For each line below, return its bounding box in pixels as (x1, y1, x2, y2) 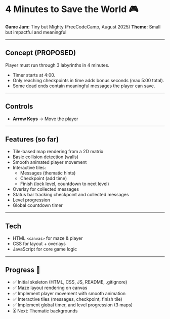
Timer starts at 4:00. (12, 72, 56, 78)
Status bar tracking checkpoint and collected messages (12, 192, 129, 198)
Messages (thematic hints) (20, 170, 76, 176)
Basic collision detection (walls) (12, 154, 79, 160)
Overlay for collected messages (12, 186, 79, 192)
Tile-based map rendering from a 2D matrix (12, 149, 104, 155)
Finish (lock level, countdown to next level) (20, 181, 110, 187)
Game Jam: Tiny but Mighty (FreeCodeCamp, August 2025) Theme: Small (5, 23, 161, 30)
